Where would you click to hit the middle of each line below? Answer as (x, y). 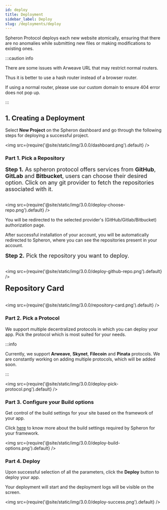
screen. (13, 492)
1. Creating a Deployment (45, 118)
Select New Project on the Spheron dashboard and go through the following (83, 130)
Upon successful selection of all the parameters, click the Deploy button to (82, 472)
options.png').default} (28, 448)
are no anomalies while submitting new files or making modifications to (78, 43)
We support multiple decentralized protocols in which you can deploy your (82, 329)
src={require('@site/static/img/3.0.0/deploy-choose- (71, 205)
